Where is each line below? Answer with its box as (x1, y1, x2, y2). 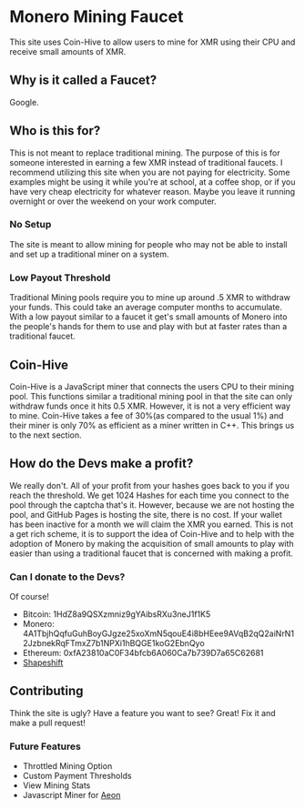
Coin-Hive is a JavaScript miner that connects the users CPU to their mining (9, 380, 294, 392)
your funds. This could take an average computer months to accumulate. (9, 302, 282, 313)
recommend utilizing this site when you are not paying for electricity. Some (9, 167, 290, 177)
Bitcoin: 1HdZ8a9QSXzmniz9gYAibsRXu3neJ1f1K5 (22, 609, 211, 620)
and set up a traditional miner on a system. (9, 248, 170, 259)
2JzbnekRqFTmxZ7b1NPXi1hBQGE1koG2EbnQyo (22, 638, 205, 649)
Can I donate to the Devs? (9, 571, 126, 583)
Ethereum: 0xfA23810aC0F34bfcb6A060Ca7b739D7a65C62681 (22, 648, 264, 659)
